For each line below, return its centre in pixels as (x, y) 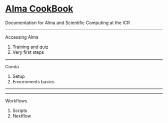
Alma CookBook (39, 9)
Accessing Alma (22, 37)
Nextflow (22, 115)
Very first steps (28, 52)
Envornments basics (33, 81)
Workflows (16, 100)
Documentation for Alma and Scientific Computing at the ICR (67, 23)
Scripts (20, 110)
